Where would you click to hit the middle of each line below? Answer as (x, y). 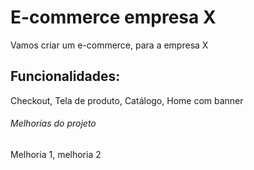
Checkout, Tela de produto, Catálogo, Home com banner (127, 100)
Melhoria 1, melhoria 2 (56, 154)
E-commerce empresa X (113, 17)
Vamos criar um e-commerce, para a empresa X (109, 45)
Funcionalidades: (65, 76)
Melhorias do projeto (53, 123)
